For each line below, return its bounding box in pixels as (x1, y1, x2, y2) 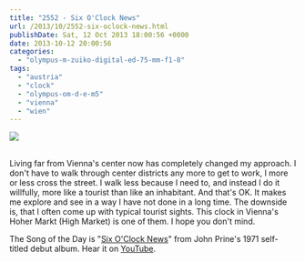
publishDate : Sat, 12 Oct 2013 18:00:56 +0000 (9, 30, 189, 39)
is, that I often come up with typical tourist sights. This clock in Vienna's (9, 207, 280, 217)
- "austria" (17, 73, 64, 82)
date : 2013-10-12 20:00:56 (9, 38, 112, 48)
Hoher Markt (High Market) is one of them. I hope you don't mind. (9, 216, 256, 227)
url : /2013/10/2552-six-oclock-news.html (9, 22, 169, 31)
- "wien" (17, 106, 51, 116)
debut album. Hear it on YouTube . (30, 243, 157, 255)
